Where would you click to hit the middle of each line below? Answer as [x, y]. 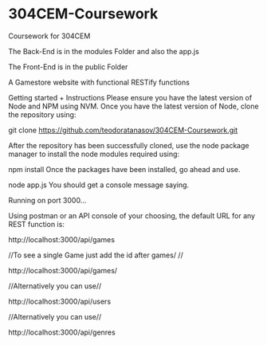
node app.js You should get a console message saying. [99, 185]
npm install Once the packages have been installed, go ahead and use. [124, 169]
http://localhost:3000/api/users [60, 301]
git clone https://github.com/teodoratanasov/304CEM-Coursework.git [123, 130]
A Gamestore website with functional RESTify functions [99, 82]
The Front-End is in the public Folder [68, 67]
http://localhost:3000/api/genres [62, 332]
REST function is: [37, 224]
